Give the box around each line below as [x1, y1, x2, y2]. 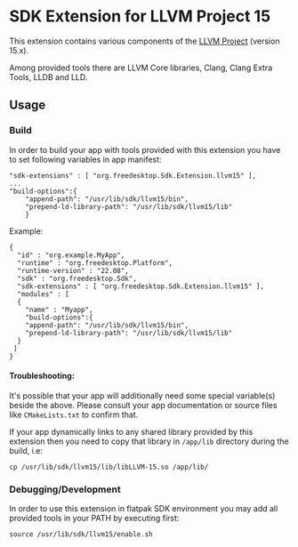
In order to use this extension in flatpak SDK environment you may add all [9, 503, 278, 514]
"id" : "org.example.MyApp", [17, 251, 125, 260]
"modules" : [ [17, 289, 69, 299]
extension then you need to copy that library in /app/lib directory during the [9, 436, 289, 446]
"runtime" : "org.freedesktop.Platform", [17, 258, 173, 268]
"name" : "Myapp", [25, 305, 93, 314]
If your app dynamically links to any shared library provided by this [9, 426, 254, 437]
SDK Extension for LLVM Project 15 [9, 6, 271, 27]
